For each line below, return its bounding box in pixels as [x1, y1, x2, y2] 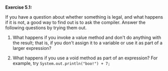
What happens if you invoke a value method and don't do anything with [12, 35, 161, 40]
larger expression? [12, 45, 52, 51]
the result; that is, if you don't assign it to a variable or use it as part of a [12, 40, 163, 46]
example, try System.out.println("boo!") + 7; [12, 60, 110, 66]
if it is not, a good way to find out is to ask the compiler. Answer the [5, 20, 146, 25]
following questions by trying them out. [5, 25, 87, 31]
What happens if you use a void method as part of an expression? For [12, 55, 158, 61]
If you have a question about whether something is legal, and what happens [5, 14, 163, 20]
